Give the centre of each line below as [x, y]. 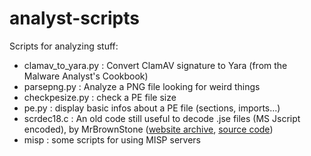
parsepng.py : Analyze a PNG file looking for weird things [142, 86]
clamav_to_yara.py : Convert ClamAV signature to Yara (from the [155, 65]
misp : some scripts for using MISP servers [112, 139]
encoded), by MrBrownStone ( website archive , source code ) [148, 129]
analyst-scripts [74, 18]
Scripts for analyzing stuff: [64, 46]
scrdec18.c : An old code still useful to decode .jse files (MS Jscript [162, 118]
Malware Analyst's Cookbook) [86, 76]
